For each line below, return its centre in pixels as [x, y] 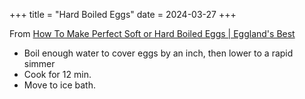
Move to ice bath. [59, 85]
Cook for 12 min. [57, 74]
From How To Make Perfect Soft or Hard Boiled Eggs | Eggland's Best [152, 33]
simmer [39, 63]
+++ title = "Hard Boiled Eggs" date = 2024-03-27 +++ [123, 14]
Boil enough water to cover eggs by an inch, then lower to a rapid [158, 53]
